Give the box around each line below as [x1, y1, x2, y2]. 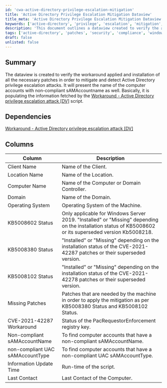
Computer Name [7, 183, 46, 190]
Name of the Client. [62, 163, 107, 170]
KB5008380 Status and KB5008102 [62, 303, 148, 310]
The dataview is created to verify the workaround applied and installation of [5, 71, 160, 77]
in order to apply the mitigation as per [62, 297, 149, 304]
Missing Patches [7, 300, 46, 307]
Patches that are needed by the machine [62, 290, 157, 297]
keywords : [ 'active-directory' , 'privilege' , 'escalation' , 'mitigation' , [5, 21, 164, 26]
